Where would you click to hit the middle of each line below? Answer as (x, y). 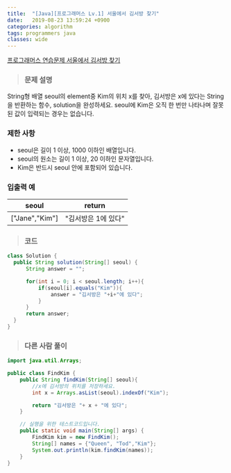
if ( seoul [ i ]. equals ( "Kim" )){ (80, 288)
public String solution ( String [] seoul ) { (76, 263)
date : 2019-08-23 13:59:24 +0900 (59, 20)
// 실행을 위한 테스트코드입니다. (60, 424)
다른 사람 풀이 (45, 346)
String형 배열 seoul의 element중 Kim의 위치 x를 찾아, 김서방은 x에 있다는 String (115, 96)
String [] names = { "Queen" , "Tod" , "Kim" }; (94, 443)
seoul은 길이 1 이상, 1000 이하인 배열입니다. (77, 150)
